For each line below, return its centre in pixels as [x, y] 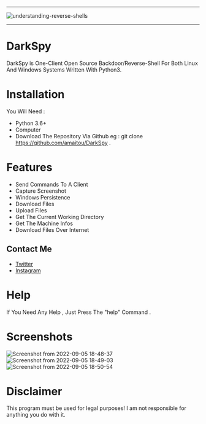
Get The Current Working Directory [59, 217]
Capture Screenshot [40, 191]
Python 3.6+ [31, 123]
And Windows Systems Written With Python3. [64, 69]
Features [29, 167]
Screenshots [40, 337]
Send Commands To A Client [51, 184]
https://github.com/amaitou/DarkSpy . [63, 143]
